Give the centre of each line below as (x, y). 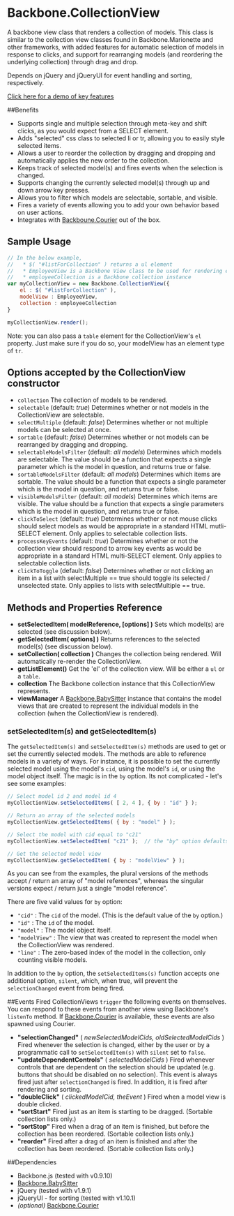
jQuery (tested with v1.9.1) (54, 1191)
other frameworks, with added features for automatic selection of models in (116, 47)
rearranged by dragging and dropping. (72, 445)
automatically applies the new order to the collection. (93, 160)
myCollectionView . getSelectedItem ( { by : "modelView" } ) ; (96, 860)
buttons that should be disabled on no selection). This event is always (117, 1075)
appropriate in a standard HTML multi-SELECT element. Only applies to (119, 556)
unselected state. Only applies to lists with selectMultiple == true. (111, 586)
